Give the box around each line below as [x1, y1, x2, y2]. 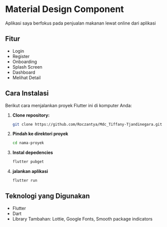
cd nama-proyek [12, 140, 44, 146]
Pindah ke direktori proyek [12, 131, 68, 137]
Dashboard [12, 69, 36, 75]
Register [12, 53, 30, 59]
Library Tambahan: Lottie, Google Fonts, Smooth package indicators [12, 215, 153, 221]
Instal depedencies [12, 149, 53, 156]
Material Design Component [5, 4, 124, 15]
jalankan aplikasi [12, 168, 48, 174]
